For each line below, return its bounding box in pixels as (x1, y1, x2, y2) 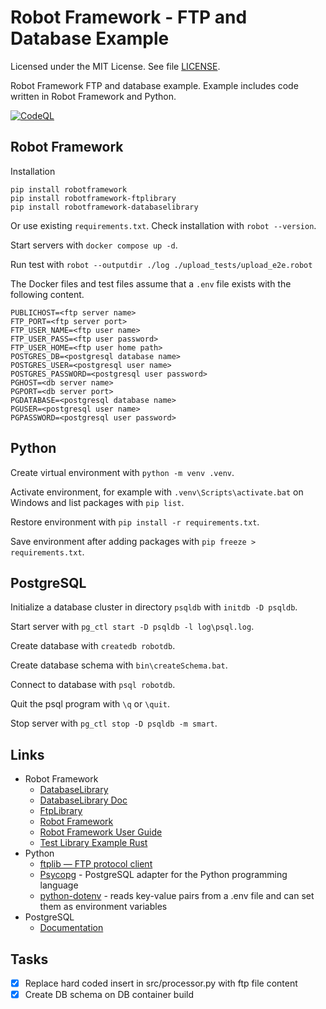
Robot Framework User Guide (39, 826, 163, 838)
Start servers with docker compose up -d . (10, 239, 178, 251)
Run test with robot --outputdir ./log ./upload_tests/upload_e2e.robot (10, 258, 313, 270)
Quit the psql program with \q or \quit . (10, 698, 170, 710)
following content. (10, 288, 85, 300)
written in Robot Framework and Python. (10, 90, 177, 102)
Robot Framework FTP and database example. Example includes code (10, 79, 299, 91)
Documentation (39, 922, 104, 934)
